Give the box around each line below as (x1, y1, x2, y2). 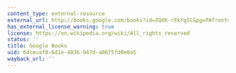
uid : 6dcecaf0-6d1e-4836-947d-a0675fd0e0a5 (7, 49, 137, 56)
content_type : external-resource (7, 10, 105, 17)
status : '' (7, 36, 39, 43)
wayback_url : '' (7, 56, 55, 63)
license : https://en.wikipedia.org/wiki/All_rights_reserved (7, 29, 190, 37)
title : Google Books (7, 42, 68, 49)
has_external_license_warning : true (7, 23, 114, 30)
